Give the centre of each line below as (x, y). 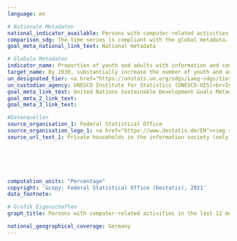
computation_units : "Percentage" (56, 181)
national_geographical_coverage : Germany (69, 226)
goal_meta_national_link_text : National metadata (82, 47)
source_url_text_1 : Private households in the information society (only (118, 137)
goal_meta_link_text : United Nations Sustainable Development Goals (110, 92)
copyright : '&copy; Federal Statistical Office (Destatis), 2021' (107, 187)
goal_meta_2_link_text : (42, 98)
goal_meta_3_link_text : (42, 105)
